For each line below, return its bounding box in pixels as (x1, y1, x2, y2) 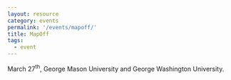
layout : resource (7, 10, 59, 18)
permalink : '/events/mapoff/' (7, 24, 98, 31)
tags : (7, 37, 24, 44)
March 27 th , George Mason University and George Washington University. (7, 64, 225, 73)
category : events (7, 17, 59, 24)
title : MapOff (7, 30, 50, 38)
